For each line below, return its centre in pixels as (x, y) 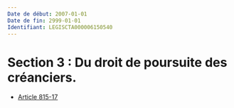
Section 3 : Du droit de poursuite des (117, 62)
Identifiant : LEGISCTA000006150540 (60, 27)
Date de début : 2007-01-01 (47, 14)
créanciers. (42, 77)
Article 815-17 (38, 97)
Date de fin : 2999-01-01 (44, 21)
